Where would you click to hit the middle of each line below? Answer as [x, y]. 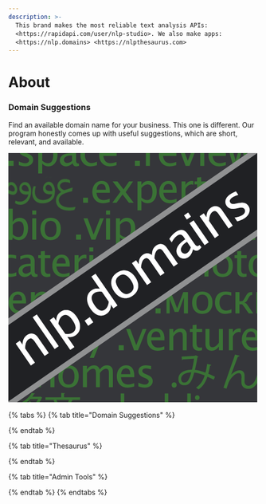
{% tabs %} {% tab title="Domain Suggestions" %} [92, 415]
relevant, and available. [46, 142]
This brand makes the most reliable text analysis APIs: [112, 25]
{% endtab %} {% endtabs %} [58, 492]
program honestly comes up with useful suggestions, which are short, [123, 133]
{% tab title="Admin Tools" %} [58, 476]
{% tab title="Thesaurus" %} [55, 446]
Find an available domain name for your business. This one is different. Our [131, 124]
